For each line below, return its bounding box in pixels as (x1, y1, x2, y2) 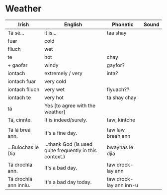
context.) (44, 153, 66, 160)
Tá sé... (7, 29, 25, 36)
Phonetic (111, 21, 134, 28)
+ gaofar (7, 62, 28, 69)
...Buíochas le (7, 144, 39, 151)
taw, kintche (106, 116, 136, 123)
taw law (106, 126, 125, 133)
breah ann (106, 132, 131, 139)
